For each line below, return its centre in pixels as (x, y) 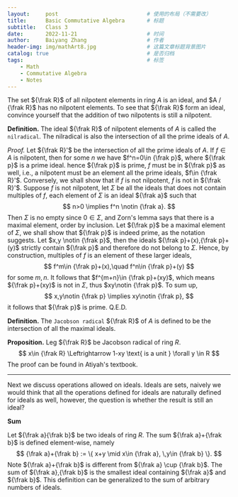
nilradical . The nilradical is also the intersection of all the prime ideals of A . (119, 136)
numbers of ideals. (35, 488)
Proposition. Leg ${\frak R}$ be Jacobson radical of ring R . (94, 342)
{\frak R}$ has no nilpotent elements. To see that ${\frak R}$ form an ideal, (117, 108)
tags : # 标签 (86, 60)
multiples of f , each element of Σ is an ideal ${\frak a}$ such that (102, 195)
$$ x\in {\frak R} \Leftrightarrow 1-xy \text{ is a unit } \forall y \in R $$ (119, 354)
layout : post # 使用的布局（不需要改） (109, 14)
